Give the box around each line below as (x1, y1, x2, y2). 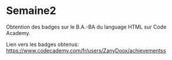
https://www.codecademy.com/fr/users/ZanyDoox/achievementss (6, 47, 166, 54)
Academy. (6, 29, 31, 36)
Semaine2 (6, 4, 57, 17)
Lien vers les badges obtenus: (6, 41, 79, 48)
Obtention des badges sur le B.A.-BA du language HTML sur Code (6, 23, 167, 30)
